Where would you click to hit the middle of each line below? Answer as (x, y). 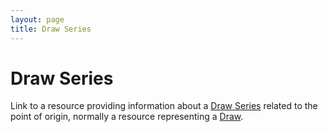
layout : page (37, 19)
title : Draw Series (51, 29)
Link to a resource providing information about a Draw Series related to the (164, 106)
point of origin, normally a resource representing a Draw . (127, 117)
